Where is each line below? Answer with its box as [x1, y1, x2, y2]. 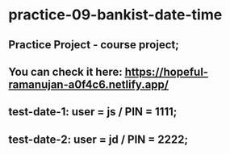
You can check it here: [8, 65, 123, 78]
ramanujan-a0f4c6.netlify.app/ [8, 77, 169, 91]
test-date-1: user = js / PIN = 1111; [8, 105, 178, 119]
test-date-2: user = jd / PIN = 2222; [8, 132, 188, 146]
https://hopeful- [124, 65, 208, 78]
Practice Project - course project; [8, 38, 179, 52]
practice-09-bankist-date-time [8, 6, 223, 24]
